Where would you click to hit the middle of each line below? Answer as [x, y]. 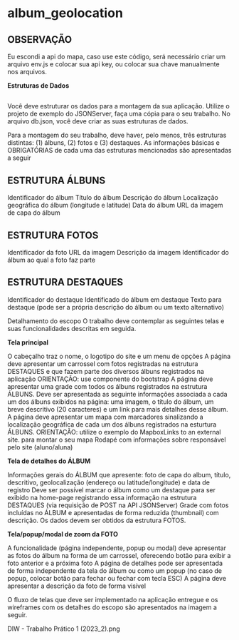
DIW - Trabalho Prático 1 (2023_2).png [64, 629]
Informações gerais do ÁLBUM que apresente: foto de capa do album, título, [119, 474]
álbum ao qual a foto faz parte [52, 260]
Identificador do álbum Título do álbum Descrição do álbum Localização [113, 198]
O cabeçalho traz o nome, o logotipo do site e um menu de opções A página [119, 356]
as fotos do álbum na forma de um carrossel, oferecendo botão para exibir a [119, 555]
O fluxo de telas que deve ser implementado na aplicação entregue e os [113, 599]
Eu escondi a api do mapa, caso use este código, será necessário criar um [117, 56]
